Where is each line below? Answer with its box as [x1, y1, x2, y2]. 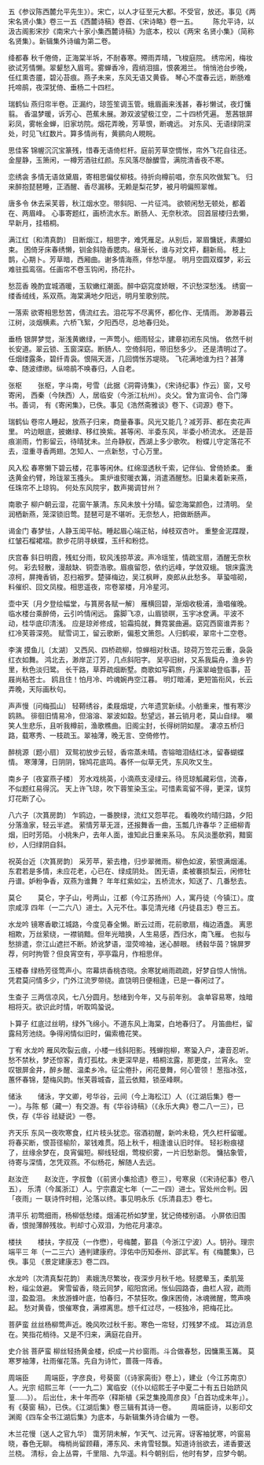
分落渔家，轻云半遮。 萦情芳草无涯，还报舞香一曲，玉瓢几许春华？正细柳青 [8, 821, 251, 829]
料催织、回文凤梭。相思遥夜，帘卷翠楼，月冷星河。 [8, 582, 174, 592]
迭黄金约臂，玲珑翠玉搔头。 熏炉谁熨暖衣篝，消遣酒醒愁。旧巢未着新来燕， [8, 473, 251, 482]
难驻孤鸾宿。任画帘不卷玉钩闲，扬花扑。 [8, 264, 139, 274]
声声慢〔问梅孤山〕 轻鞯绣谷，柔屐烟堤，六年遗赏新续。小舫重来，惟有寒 [8, 701, 244, 710]
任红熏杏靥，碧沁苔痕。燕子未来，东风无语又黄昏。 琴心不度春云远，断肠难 [8, 73, 251, 82]
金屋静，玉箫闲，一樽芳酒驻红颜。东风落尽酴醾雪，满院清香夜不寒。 [8, 156, 229, 164]
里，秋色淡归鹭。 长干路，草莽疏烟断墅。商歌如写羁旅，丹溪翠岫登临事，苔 [8, 665, 251, 674]
